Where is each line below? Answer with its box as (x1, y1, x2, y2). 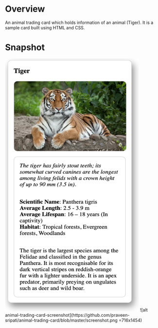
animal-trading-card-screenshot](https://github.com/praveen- (5, 312, 130, 318)
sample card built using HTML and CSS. (5, 24, 85, 30)
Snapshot (5, 42, 45, 53)
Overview (5, 3, 45, 15)
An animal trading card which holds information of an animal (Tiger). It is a (5, 20, 154, 25)
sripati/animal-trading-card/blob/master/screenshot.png (5, 317, 118, 323)
